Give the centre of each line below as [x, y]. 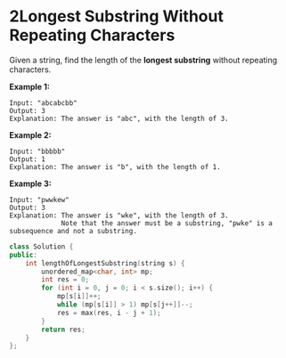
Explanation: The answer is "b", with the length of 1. [115, 167]
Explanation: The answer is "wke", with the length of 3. [119, 216]
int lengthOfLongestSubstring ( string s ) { [105, 263]
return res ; [64, 330]
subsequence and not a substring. [74, 231]
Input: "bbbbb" [37, 151]
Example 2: [30, 134]
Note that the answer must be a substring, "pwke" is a [167, 223]
